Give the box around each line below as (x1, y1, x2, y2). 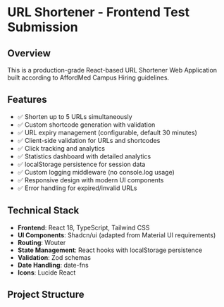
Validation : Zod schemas (17, 253, 92, 261)
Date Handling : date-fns (17, 261, 89, 269)
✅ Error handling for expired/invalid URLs (17, 184, 137, 192)
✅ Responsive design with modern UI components (17, 175, 164, 184)
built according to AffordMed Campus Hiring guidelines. (7, 73, 170, 82)
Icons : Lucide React (17, 268, 76, 277)
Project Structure (7, 289, 85, 301)
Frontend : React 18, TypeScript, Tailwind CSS (17, 223, 150, 232)
